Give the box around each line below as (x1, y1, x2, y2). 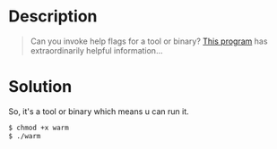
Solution (8, 77, 73, 97)
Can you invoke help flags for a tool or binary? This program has (30, 36, 268, 46)
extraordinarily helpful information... (30, 45, 163, 55)
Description (8, 6, 98, 27)
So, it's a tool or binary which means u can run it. (8, 105, 189, 117)
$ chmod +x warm (8, 123, 69, 132)
